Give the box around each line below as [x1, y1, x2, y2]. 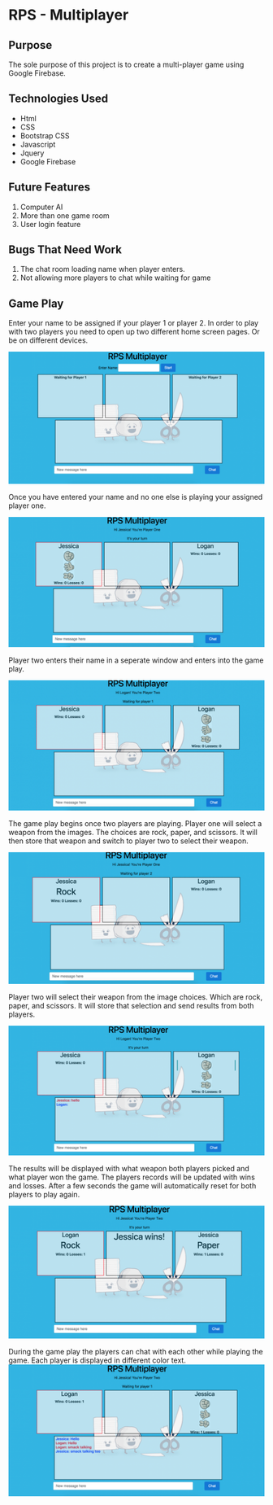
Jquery [19, 148, 45, 158]
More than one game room [19, 210, 110, 221]
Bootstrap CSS [19, 130, 70, 140]
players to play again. [8, 1190, 80, 1200]
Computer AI [19, 202, 63, 212]
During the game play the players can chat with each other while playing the [8, 1347, 263, 1357]
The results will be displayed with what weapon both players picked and [8, 1164, 249, 1174]
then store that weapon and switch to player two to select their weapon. [8, 836, 249, 846]
